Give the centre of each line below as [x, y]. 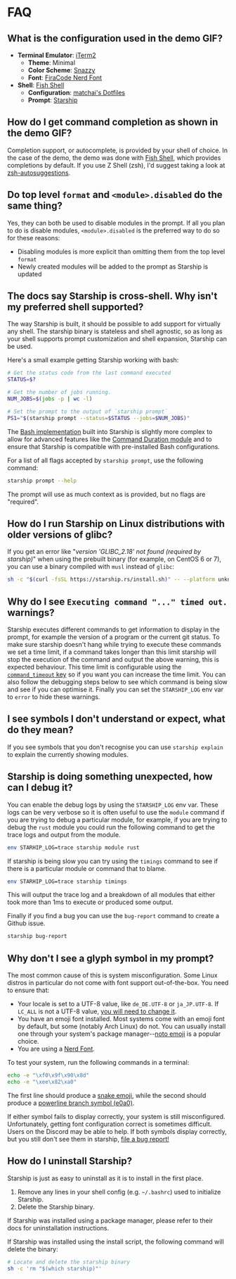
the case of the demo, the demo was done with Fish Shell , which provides [114, 157]
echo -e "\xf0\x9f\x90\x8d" [48, 1075]
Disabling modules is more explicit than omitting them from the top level [121, 252]
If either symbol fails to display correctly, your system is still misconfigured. [116, 1116]
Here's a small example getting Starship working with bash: [93, 360]
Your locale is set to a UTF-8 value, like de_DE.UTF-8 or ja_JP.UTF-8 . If [118, 1004]
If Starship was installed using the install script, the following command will [116, 1242]
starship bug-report [38, 937]
